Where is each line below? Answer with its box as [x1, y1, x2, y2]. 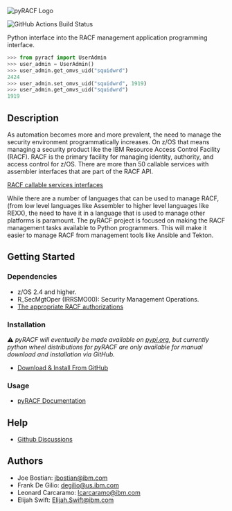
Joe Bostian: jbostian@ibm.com [17, 474, 108, 482]
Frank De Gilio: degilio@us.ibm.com [17, 480, 119, 489]
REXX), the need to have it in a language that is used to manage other [7, 209, 206, 217]
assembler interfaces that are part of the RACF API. [7, 167, 154, 175]
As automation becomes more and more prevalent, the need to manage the [7, 130, 222, 139]
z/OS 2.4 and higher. [17, 288, 77, 296]
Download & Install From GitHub [17, 363, 109, 372]
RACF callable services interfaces [7, 180, 104, 189]
